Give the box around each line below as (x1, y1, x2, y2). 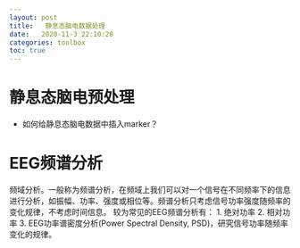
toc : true (9, 46, 46, 55)
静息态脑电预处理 (9, 87, 136, 108)
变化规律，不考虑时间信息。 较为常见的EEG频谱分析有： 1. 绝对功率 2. (9, 207, 265, 217)
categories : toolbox (9, 37, 87, 47)
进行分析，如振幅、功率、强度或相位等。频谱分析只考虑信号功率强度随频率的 (9, 195, 291, 206)
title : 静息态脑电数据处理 (9, 21, 105, 30)
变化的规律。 (9, 229, 56, 239)
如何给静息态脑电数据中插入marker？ (21, 119, 159, 129)
